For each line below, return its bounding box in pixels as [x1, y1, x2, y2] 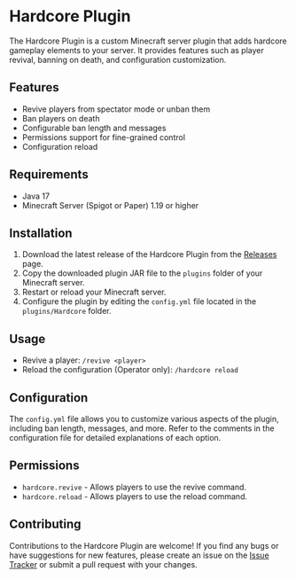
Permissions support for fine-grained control [21, 131, 186, 143]
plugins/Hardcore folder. [21, 306, 113, 317]
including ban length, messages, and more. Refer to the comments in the [9, 423, 275, 434]
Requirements [9, 167, 89, 183]
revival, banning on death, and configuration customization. [9, 54, 227, 65]
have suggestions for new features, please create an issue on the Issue [9, 550, 269, 560]
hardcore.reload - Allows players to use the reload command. [21, 490, 248, 502]
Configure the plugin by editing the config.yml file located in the [21, 296, 257, 307]
